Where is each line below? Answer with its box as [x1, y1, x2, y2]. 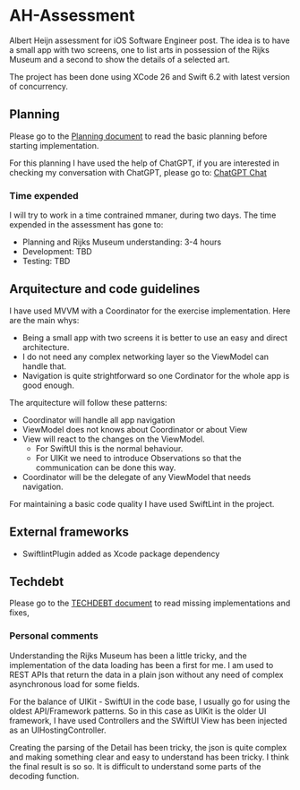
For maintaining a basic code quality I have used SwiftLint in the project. [9, 498, 275, 509]
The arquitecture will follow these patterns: [9, 397, 167, 408]
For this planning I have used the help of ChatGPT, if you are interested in [9, 158, 280, 168]
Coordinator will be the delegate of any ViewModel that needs [21, 471, 252, 482]
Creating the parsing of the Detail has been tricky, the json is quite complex [9, 742, 287, 752]
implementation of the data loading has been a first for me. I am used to [9, 659, 274, 670]
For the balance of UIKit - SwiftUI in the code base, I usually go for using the [9, 696, 291, 707]
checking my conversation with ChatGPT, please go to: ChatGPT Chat [9, 167, 267, 177]
